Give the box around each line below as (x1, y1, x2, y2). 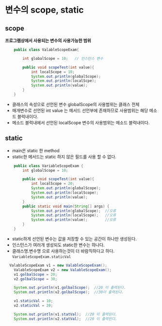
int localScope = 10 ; (31, 69, 75, 74)
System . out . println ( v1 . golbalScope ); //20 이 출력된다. (14, 285, 126, 290)
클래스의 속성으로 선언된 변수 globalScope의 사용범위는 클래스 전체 (12, 101, 140, 107)
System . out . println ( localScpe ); (31, 78, 97, 83)
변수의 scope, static (5, 4, 84, 16)
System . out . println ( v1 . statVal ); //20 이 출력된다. (14, 312, 117, 317)
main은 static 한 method (12, 147, 60, 153)
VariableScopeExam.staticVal (12, 254, 71, 259)
